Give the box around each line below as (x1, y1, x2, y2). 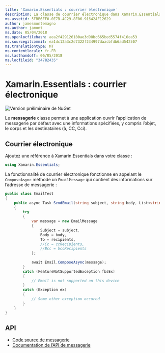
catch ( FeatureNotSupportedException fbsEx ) (23, 269, 115, 274)
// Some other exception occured (31, 296, 100, 301)
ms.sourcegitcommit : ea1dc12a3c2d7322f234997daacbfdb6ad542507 (5, 39, 137, 44)
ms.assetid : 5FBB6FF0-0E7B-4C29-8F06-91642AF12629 (5, 16, 111, 21)
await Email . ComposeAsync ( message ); (31, 260, 107, 265)
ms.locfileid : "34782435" (5, 58, 58, 63)
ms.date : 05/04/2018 (5, 30, 48, 35)
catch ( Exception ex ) (23, 288, 67, 292)
